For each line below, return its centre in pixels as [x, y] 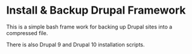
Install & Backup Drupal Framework [96, 10]
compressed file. [27, 33]
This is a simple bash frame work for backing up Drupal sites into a [89, 27]
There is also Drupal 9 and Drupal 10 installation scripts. [75, 45]
